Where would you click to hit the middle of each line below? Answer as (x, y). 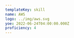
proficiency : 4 (21, 28)
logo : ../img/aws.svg (27, 19)
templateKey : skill (25, 10)
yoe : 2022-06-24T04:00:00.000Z (37, 23)
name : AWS (15, 14)
